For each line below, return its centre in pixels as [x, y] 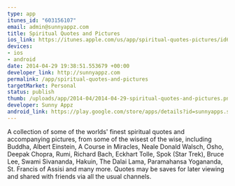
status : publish [31, 92]
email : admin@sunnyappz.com [48, 27]
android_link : [28, 112]
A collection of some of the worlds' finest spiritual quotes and [96, 131]
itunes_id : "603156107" [42, 20]
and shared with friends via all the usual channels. [79, 176]
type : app [22, 14]
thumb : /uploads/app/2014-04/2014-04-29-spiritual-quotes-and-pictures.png [120, 99]
